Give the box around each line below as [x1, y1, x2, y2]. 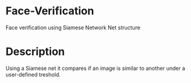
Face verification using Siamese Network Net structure [5, 24, 141, 31]
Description [5, 45, 65, 59]
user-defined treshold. [5, 70, 61, 78]
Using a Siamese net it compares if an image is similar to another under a [5, 64, 186, 72]
